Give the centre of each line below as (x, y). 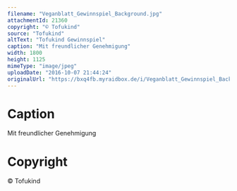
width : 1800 (25, 53)
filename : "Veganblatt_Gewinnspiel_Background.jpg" (85, 14)
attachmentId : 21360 (38, 20)
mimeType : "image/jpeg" (42, 66)
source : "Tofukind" (36, 33)
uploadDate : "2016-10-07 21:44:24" (60, 72)
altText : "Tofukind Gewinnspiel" (56, 40)
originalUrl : (26, 79)
